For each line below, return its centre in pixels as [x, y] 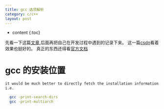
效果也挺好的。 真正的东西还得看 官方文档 [47, 49]
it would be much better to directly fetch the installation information [82, 84]
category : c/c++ [22, 14]
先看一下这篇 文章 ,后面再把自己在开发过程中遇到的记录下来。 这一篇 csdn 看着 [82, 43]
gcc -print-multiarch [32, 101]
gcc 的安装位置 [35, 70]
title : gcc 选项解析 [24, 10]
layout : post [18, 19]
